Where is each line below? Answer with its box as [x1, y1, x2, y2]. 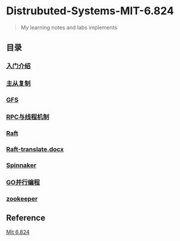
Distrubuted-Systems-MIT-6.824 [6, 4, 174, 18]
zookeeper [6, 195, 38, 203]
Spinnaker [6, 161, 37, 169]
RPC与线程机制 [6, 113, 49, 121]
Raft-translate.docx [6, 145, 64, 153]
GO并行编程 [6, 178, 40, 186]
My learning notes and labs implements [20, 24, 118, 31]
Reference [6, 213, 46, 223]
